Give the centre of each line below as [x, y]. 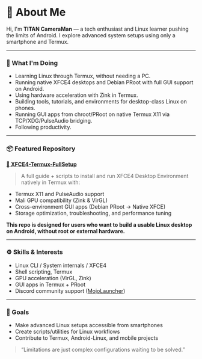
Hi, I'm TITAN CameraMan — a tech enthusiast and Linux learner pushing [98, 29]
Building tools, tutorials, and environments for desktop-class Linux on [101, 102]
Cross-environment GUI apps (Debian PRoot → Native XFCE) [90, 206]
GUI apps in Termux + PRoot [50, 284]
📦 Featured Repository [41, 149]
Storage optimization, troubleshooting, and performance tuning [93, 213]
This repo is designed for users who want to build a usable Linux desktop [99, 224]
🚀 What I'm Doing [32, 63]
